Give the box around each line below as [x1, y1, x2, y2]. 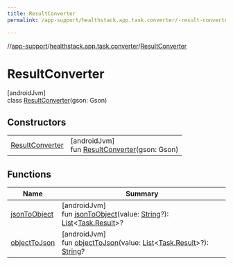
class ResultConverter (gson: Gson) [7, 96, 107, 105]
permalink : [7, 17, 39, 24]
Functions [7, 168, 52, 180]
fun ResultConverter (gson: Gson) [70, 145, 179, 155]
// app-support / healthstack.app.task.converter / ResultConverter [7, 42, 187, 50]
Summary [126, 189, 159, 198]
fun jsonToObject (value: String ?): [61, 210, 169, 219]
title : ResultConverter [7, 10, 76, 17]
